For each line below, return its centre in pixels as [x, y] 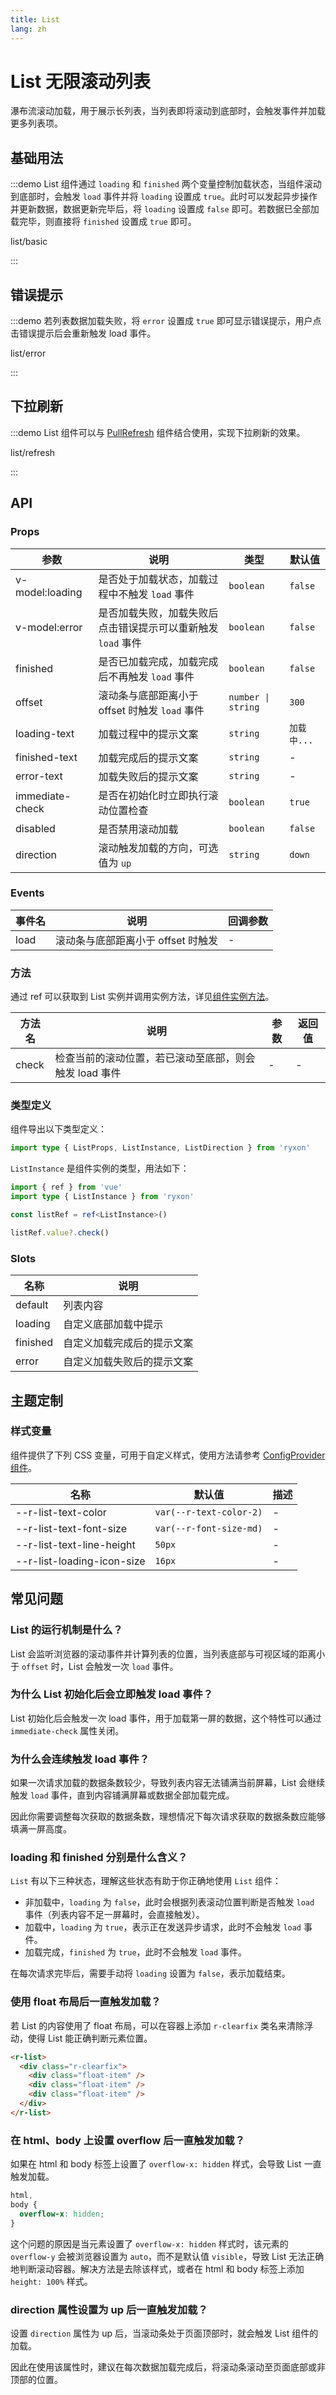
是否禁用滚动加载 [138, 829]
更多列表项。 [36, 123]
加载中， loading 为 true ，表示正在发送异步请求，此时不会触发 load [163, 1927]
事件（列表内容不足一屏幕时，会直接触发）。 [114, 1915]
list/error [28, 353]
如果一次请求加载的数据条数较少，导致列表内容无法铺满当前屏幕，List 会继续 [168, 1783]
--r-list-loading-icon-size [80, 1561]
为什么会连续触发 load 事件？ [80, 1759]
